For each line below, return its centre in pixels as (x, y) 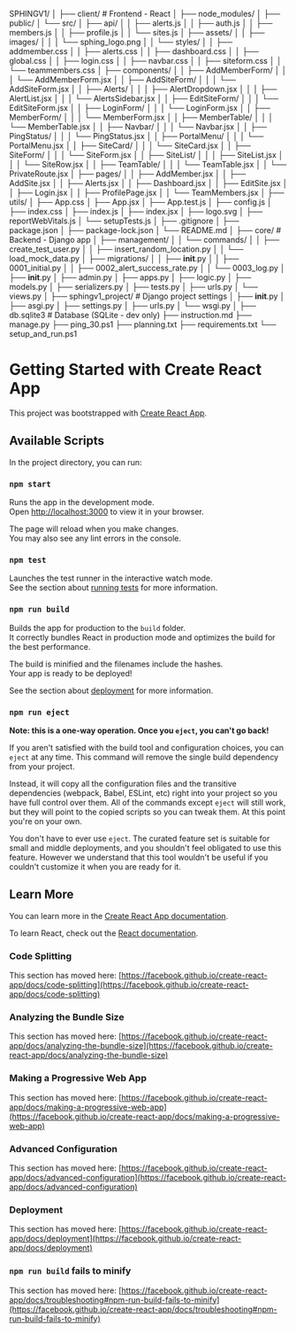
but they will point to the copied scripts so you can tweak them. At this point (147, 812)
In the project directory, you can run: (76, 462)
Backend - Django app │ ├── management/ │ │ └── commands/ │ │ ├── (144, 240)
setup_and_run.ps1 (43, 334)
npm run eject (39, 712)
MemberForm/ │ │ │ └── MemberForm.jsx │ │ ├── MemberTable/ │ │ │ (141, 117)
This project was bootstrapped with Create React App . (108, 413)
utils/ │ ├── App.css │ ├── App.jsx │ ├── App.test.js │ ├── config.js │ (140, 202)
